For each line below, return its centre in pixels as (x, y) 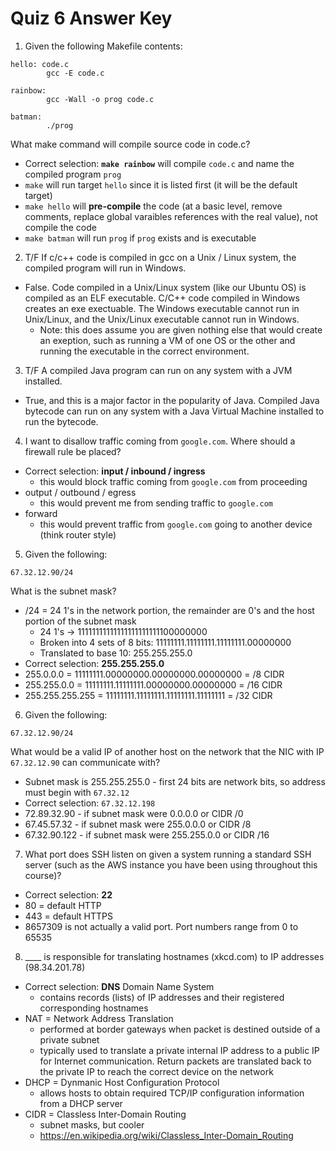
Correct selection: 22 (68, 894)
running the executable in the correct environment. (144, 351)
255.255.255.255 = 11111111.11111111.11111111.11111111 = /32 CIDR (148, 695)
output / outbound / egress (80, 492)
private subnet (69, 1039)
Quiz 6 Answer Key (91, 18)
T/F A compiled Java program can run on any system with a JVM (158, 370)
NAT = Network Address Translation (99, 1018)
